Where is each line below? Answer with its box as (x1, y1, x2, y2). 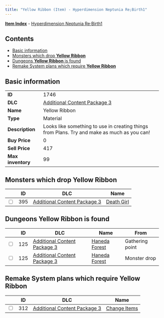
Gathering (124, 237, 148, 244)
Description (7, 126, 36, 133)
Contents (5, 35, 34, 43)
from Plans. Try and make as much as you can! (43, 129, 150, 136)
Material (43, 115, 62, 122)
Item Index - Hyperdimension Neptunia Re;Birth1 (5, 21, 102, 26)
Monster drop (124, 254, 156, 261)
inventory (7, 159, 31, 166)
